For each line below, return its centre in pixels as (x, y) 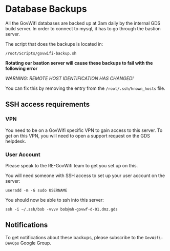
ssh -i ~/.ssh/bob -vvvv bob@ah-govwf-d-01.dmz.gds (61, 209)
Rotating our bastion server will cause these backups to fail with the (79, 63)
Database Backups (46, 9)
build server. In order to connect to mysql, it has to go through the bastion (83, 28)
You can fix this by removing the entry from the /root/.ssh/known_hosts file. (85, 88)
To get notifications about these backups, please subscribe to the (75, 237)
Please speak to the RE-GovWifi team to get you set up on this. (72, 165)
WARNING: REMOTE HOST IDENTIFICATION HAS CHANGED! (70, 78)
